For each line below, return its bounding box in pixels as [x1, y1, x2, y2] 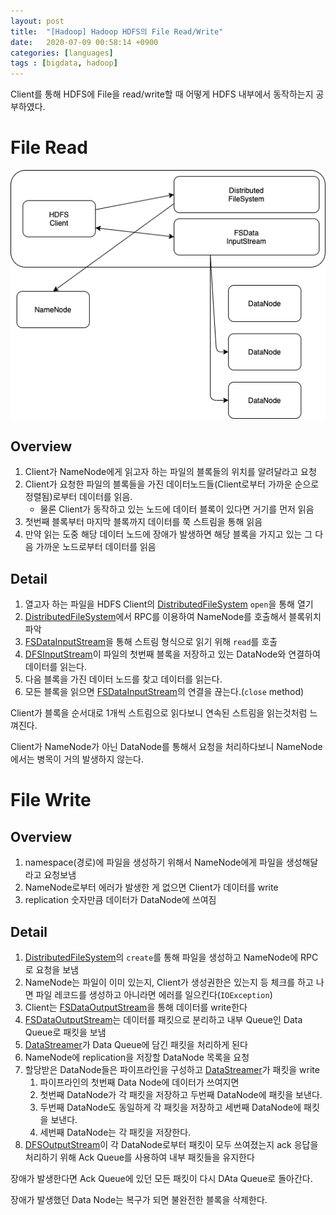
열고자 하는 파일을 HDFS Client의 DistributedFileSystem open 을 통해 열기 [24, 598, 314, 610]
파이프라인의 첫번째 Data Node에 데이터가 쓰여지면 [39, 1076, 240, 1089]
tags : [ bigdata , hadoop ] [10, 58, 118, 69]
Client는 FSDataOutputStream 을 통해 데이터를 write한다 [24, 1001, 248, 1014]
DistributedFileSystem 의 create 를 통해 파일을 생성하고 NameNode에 [24, 951, 299, 964]
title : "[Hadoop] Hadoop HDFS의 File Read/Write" [10, 26, 224, 37]
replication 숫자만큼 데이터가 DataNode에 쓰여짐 [24, 894, 217, 906]
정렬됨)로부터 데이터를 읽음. [24, 491, 133, 503]
